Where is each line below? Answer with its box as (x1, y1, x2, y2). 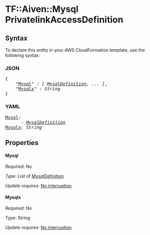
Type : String (5, 215, 30, 221)
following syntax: (5, 52, 40, 58)
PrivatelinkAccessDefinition (5, 14, 124, 25)
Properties (5, 138, 39, 147)
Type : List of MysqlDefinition (5, 173, 64, 179)
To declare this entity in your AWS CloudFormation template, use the (5, 47, 145, 53)
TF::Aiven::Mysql (5, 3, 78, 15)
